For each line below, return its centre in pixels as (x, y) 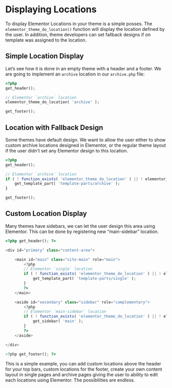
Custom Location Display (46, 214)
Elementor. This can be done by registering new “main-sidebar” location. (82, 231)
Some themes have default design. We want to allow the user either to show (85, 140)
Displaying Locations (51, 9)
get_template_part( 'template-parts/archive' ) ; (67, 184)
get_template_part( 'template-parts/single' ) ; (84, 279)
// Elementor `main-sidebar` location (65, 312)
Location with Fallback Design (54, 128)
